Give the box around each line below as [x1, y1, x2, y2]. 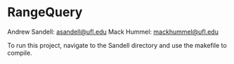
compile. [7, 49, 33, 57]
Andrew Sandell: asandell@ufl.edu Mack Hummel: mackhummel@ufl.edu [7, 27, 219, 36]
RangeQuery [7, 4, 83, 20]
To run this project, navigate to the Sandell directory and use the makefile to [7, 41, 227, 49]
